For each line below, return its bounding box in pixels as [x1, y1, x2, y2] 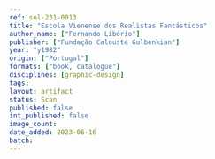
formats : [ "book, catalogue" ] [9, 63, 121, 72]
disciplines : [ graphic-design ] [9, 71, 125, 79]
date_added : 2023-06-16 [9, 128, 97, 137]
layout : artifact [9, 87, 73, 95]
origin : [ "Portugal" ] [9, 54, 89, 63]
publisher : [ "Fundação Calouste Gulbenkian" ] [9, 37, 180, 47]
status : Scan [9, 95, 58, 104]
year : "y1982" [9, 46, 62, 55]
